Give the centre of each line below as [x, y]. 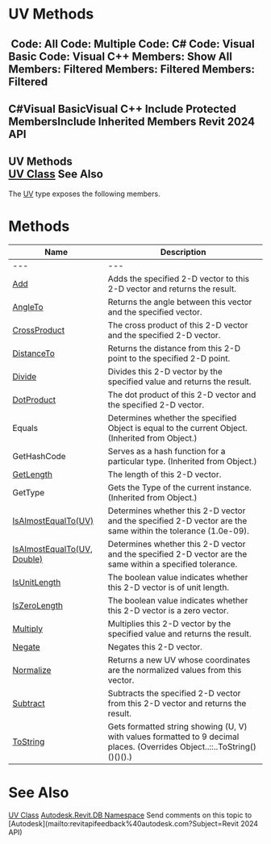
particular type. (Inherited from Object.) [182, 461]
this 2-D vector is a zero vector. [168, 610]
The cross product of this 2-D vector [178, 325]
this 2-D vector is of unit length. [169, 587]
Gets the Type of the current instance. [179, 487]
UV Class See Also [56, 174]
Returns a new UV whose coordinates [179, 660]
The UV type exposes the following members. [84, 194]
